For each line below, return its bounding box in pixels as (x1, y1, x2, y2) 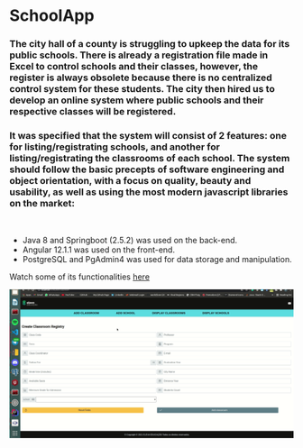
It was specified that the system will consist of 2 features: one (9, 130, 287, 142)
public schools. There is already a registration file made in (9, 49, 269, 61)
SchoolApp (9, 5, 95, 26)
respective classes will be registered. (9, 105, 177, 118)
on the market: (9, 197, 75, 210)
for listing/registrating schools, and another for (9, 141, 221, 153)
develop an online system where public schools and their (9, 94, 264, 106)
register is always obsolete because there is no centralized (9, 71, 272, 84)
